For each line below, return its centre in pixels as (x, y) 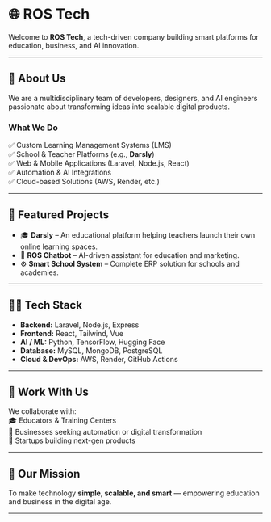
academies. (39, 272)
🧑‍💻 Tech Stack (46, 305)
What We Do (33, 128)
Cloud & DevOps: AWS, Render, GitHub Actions (99, 359)
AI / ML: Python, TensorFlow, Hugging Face (92, 342)
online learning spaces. (59, 246)
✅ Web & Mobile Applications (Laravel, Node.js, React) (99, 163)
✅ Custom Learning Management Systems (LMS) (90, 145)
